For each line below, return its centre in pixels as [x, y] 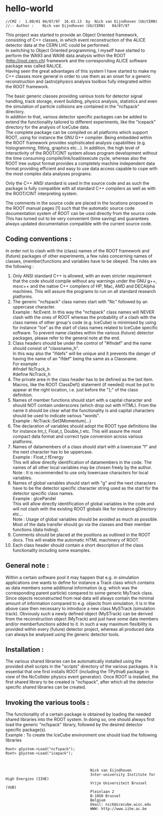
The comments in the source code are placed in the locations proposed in [79, 203]
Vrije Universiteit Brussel [118, 783]
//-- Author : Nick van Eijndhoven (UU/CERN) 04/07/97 [68, 26]
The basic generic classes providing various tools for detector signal [74, 96]
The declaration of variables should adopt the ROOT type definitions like [85, 426]
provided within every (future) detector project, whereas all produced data [80, 629]
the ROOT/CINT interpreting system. [42, 194]
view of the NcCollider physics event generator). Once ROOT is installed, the [82, 677]
